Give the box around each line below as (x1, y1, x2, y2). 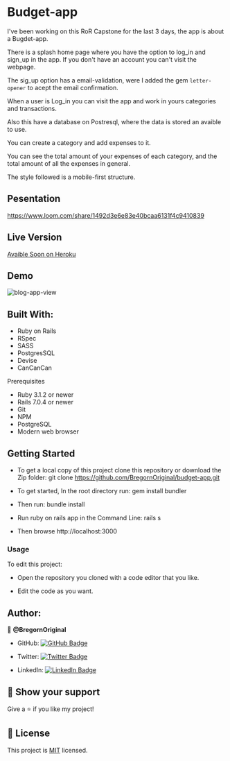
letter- (189, 77, 212, 84)
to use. (7, 125, 27, 133)
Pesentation (7, 193, 61, 205)
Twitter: (17, 653, 39, 661)
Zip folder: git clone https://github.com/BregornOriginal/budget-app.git (17, 473, 220, 481)
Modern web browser (17, 427, 80, 436)
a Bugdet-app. (7, 34, 48, 42)
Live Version (7, 232, 62, 243)
